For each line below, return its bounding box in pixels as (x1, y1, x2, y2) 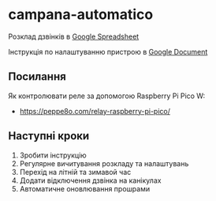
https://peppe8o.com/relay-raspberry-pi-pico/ (19, 106, 171, 116)
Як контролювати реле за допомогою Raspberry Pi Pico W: (8, 91, 206, 100)
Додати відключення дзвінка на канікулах (19, 176, 162, 185)
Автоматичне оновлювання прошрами (19, 184, 151, 193)
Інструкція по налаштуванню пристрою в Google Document (8, 47, 208, 56)
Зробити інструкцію (19, 150, 87, 160)
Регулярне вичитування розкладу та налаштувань (19, 158, 189, 168)
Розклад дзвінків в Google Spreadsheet (8, 32, 140, 41)
